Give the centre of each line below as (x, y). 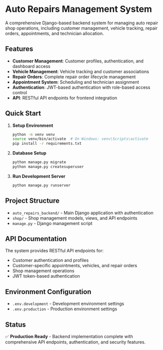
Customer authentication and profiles (50, 260)
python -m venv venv (34, 134)
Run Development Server (39, 176)
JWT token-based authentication (46, 276)
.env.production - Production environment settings (65, 309)
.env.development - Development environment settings (68, 304)
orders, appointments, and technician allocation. (55, 33)
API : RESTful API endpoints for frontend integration (65, 98)
